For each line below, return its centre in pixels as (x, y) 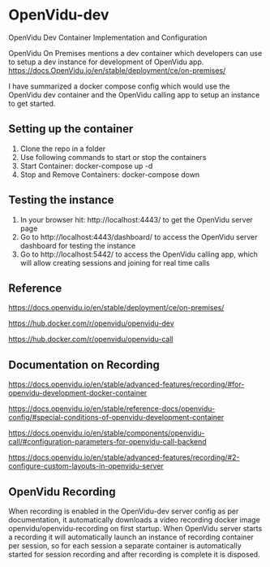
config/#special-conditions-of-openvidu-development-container (116, 418)
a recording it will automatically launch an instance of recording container (131, 537)
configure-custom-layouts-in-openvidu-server (86, 466)
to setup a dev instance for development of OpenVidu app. (106, 62)
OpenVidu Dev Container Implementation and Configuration (108, 37)
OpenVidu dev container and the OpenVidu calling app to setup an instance (134, 94)
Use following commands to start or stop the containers (113, 157)
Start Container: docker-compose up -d (86, 166)
